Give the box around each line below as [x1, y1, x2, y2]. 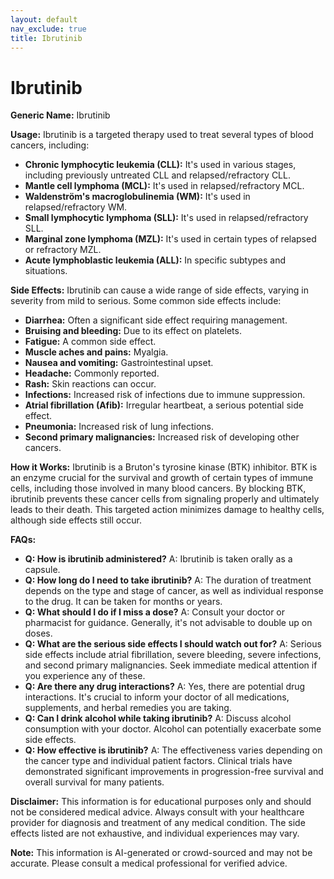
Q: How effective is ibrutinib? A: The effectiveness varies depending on [24, 744, 323, 756]
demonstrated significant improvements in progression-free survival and [24, 766, 324, 778]
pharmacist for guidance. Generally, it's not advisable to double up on [24, 617, 313, 629]
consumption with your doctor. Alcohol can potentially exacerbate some [24, 723, 322, 735]
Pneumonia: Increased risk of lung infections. [24, 421, 214, 433]
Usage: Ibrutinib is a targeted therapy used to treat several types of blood [10, 129, 314, 141]
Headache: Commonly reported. [24, 367, 160, 380]
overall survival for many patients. [24, 776, 165, 788]
